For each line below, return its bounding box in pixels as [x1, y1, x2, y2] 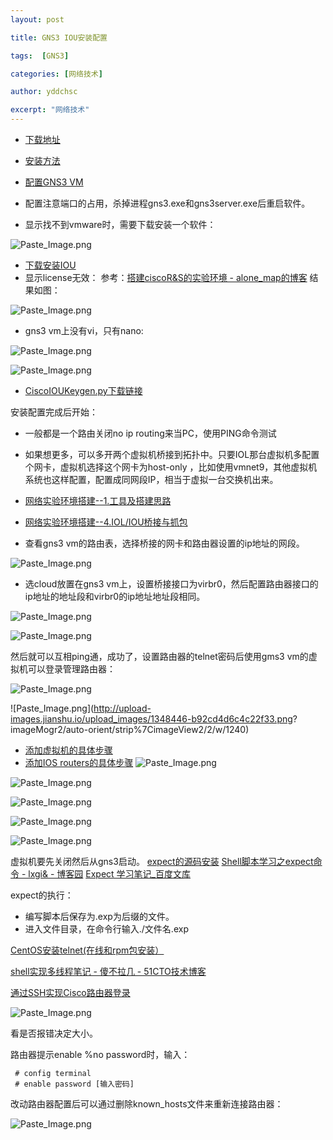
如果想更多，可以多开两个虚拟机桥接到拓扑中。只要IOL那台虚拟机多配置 [24, 449, 320, 460]
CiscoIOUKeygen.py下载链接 [24, 385, 143, 396]
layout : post [10, 14, 65, 25]
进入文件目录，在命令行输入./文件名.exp [24, 923, 189, 935]
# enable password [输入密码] [14, 1079, 135, 1089]
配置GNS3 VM [24, 176, 84, 188]
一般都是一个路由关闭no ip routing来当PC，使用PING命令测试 [24, 427, 277, 439]
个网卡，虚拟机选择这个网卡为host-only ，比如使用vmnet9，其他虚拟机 [24, 461, 318, 473]
